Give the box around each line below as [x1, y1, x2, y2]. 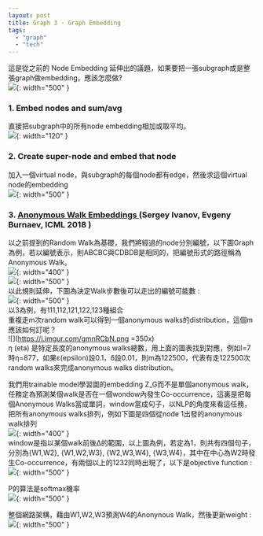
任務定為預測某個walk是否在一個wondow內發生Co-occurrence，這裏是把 [8, 390, 245, 399]
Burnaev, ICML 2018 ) [8, 219, 92, 230]
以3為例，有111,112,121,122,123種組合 [8, 305, 124, 315]
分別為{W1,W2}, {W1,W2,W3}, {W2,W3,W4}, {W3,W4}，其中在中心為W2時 [8, 448, 249, 457]
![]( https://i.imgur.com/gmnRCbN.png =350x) [8, 334, 155, 343]
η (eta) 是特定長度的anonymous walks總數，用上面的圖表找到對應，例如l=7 [8, 343, 251, 353]
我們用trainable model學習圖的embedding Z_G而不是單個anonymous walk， [8, 379, 254, 390]
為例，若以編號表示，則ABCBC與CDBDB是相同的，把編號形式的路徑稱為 [8, 248, 242, 257]
